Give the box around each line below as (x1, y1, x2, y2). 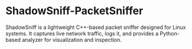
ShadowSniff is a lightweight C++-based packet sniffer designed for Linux (5, 24, 186, 31)
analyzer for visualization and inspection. (22, 36, 122, 43)
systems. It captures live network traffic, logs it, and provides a (5, 30, 159, 37)
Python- (160, 30, 180, 37)
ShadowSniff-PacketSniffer (5, 4, 144, 18)
